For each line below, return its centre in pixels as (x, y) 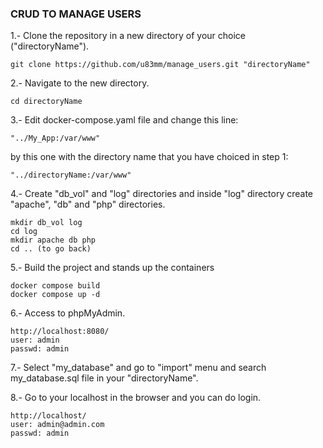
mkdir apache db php (53, 240)
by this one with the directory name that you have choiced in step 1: (149, 157)
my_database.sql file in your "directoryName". (104, 378)
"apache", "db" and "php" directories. (88, 204)
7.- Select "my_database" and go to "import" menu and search (138, 368)
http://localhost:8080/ (60, 332)
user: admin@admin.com (57, 425)
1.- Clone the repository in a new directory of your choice (128, 36)
